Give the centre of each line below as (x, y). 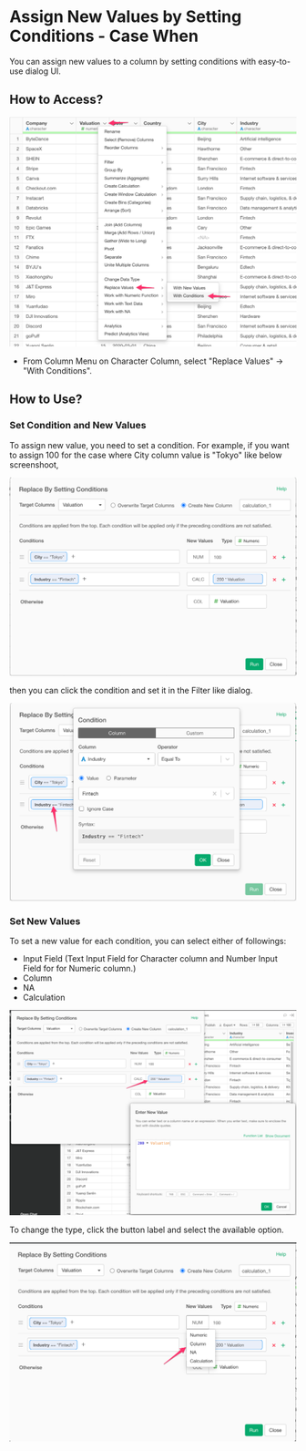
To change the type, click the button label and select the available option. (147, 1230)
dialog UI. (43, 71)
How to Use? (46, 400)
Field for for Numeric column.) (79, 969)
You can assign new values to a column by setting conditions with (133, 61)
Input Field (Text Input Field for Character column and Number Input (150, 959)
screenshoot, (34, 464)
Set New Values (45, 921)
